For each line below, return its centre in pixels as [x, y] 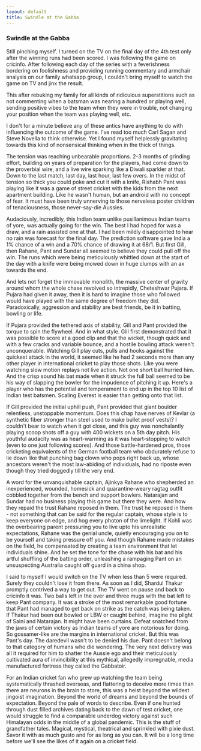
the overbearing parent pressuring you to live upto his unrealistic [86, 527]
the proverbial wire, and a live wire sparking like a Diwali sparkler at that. [96, 169]
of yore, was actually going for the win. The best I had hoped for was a [94, 225]
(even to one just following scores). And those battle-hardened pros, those [98, 445]
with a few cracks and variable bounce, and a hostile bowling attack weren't [100, 344]
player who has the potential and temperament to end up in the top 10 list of [100, 389]
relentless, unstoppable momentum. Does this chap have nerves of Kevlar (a [100, 413]
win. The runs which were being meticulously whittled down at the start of [98, 257]
